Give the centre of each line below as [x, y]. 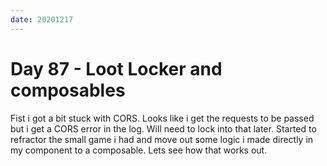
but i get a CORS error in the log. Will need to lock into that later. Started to [163, 128]
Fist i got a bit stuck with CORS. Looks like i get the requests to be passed [162, 118]
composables [68, 90]
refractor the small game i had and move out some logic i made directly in [162, 139]
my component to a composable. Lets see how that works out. [139, 150]
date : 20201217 [42, 19]
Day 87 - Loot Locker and [116, 68]
